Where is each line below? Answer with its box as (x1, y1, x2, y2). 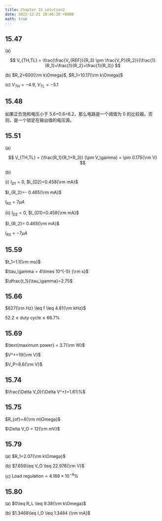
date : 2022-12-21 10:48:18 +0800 (5, 12, 74, 17)
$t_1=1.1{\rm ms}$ (5, 259, 41, 265)
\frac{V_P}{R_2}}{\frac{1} (104, 57, 156, 63)
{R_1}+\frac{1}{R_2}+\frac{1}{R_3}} (45, 63, 114, 69)
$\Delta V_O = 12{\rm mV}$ (5, 426, 60, 432)
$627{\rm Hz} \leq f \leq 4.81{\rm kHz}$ (5, 305, 86, 311)
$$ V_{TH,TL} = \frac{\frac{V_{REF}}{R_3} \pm (9, 57, 104, 63)
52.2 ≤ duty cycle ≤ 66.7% (5, 315, 60, 321)
